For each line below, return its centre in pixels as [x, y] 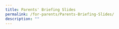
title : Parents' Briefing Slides [41, 10]
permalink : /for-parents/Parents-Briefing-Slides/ [60, 14]
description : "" [22, 19]
